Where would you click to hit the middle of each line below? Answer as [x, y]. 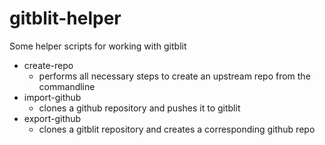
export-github [52, 118]
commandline [67, 86]
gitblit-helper [65, 18]
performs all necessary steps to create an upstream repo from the [174, 76]
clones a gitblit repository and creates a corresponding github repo [177, 129]
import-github [52, 97]
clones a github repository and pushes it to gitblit [139, 108]
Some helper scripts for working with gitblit [98, 46]
